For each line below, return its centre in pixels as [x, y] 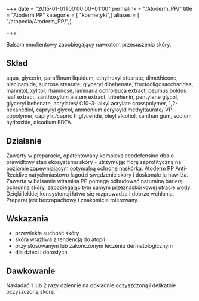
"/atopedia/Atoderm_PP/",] [39, 21]
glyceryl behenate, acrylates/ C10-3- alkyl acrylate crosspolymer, [87, 103]
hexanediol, [20, 110]
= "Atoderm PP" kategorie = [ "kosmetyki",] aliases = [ [73, 15]
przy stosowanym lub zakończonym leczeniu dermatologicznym [94, 246]
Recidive [17, 174]
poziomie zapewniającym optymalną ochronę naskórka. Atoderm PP [90, 168]
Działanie [24, 141]
